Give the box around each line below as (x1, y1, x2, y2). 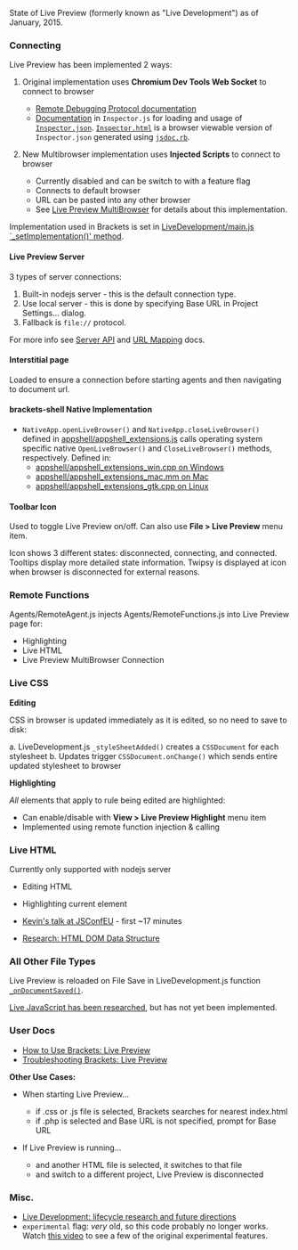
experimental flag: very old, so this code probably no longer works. (21, 1221, 269, 1231)
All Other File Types (9, 955, 96, 968)
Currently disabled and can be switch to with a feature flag (35, 176, 251, 186)
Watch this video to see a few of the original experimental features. (21, 1230, 269, 1241)
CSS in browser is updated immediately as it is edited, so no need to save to (9, 715, 287, 725)
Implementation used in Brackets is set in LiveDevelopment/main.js (9, 222, 254, 233)
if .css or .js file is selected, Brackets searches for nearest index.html (35, 1106, 288, 1116)
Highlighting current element (21, 899, 127, 909)
